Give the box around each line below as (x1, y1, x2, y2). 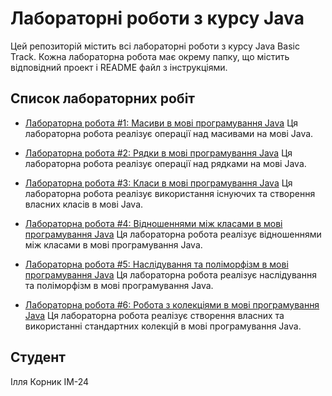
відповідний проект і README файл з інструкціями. (10, 61, 228, 73)
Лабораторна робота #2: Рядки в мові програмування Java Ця (24, 147, 293, 159)
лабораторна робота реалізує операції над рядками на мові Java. (24, 157, 307, 169)
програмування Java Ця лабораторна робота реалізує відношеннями (24, 228, 322, 240)
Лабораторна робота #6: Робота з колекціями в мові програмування (24, 298, 320, 311)
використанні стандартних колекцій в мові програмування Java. (24, 320, 302, 332)
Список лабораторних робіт (10, 90, 196, 107)
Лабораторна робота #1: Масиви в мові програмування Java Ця (24, 117, 298, 129)
